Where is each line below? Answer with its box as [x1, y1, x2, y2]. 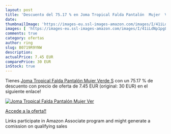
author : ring [5, 40, 33, 46]
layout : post [5, 7, 33, 13]
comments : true [5, 31, 38, 36]
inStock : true [5, 64, 36, 69]
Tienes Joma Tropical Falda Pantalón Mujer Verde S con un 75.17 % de [5, 78, 153, 84]
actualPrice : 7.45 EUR [5, 54, 53, 60]
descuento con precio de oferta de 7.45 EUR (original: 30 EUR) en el [5, 83, 148, 89]
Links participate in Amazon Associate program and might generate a [5, 118, 151, 124]
